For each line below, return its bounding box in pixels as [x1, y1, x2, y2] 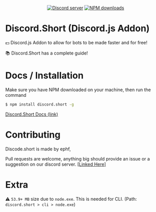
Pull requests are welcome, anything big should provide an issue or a [5, 155, 150, 162]
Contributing [5, 129, 61, 140]
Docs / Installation [5, 70, 84, 82]
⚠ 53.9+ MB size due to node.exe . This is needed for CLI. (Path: [5, 196, 137, 202]
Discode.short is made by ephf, [5, 146, 71, 152]
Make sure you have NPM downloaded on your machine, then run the [5, 87, 151, 93]
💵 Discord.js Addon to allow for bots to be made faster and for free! [5, 39, 148, 45]
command [5, 92, 27, 98]
